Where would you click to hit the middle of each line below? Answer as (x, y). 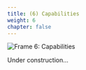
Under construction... (38, 60)
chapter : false (29, 27)
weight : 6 (22, 20)
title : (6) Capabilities (43, 14)
